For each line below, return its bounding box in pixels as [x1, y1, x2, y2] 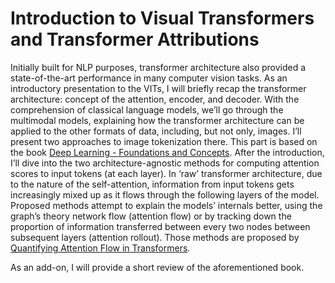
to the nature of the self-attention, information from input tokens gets [10, 178, 295, 190]
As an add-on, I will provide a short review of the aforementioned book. [10, 261, 305, 273]
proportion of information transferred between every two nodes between [10, 220, 311, 232]
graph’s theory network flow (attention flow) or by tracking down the [10, 210, 292, 222]
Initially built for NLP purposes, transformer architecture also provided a [10, 61, 307, 73]
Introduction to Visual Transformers [10, 7, 315, 30]
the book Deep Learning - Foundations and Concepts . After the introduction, [10, 146, 325, 158]
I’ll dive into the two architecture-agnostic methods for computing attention [10, 157, 320, 169]
